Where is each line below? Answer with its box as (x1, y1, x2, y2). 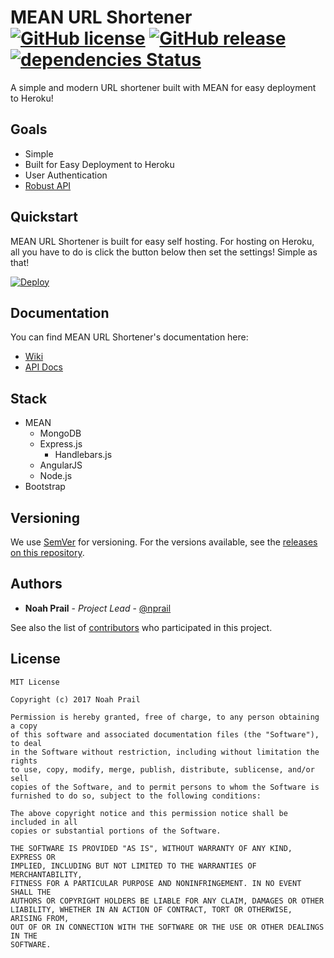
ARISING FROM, (10, 913, 70, 923)
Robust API (24, 179, 72, 191)
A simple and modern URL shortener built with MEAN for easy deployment (10, 81, 317, 93)
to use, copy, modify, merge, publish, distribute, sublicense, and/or (10, 764, 315, 775)
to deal (10, 738, 43, 748)
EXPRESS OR (10, 852, 56, 862)
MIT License (10, 677, 60, 687)
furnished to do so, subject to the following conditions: (10, 791, 262, 801)
